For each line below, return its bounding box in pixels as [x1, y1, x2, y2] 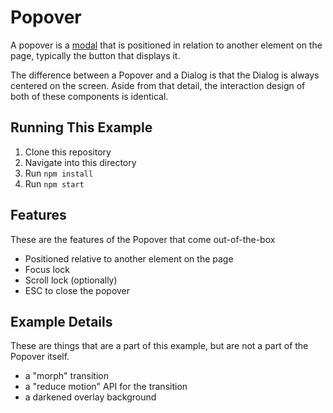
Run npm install [24, 167, 94, 179]
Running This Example [10, 119, 153, 136]
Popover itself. [10, 351, 70, 363]
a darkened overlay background [24, 391, 157, 403]
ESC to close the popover [24, 284, 131, 296]
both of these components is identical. [10, 90, 169, 102]
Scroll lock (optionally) [24, 274, 118, 286]
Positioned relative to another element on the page [24, 252, 234, 265]
